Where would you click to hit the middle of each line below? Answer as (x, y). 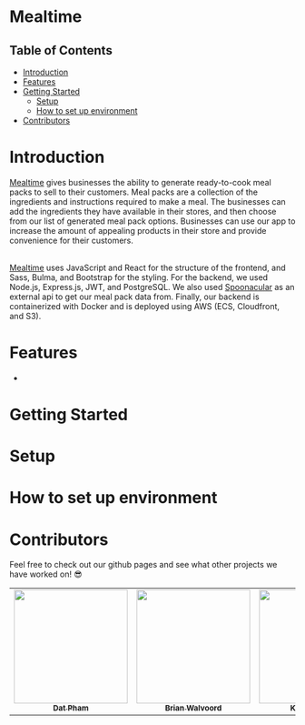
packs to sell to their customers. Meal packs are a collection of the (134, 192)
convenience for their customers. (72, 240)
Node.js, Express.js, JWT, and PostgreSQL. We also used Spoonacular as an (152, 287)
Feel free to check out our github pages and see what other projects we (143, 565)
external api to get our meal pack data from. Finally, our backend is (135, 297)
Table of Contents (61, 50)
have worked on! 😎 (46, 574)
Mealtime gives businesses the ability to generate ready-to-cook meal (141, 182)
